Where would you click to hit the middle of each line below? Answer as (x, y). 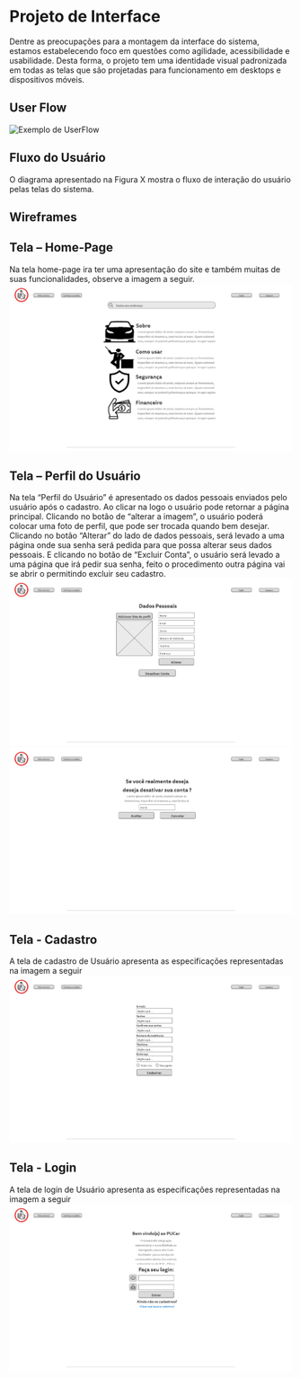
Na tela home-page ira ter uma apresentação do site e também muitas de (145, 269)
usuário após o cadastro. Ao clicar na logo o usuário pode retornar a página (150, 507)
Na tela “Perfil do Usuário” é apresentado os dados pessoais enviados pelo (148, 498)
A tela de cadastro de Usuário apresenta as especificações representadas (146, 961)
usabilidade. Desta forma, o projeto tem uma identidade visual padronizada (148, 60)
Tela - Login (43, 1168)
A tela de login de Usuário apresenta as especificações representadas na (145, 1189)
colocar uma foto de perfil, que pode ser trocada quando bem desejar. (140, 526)
